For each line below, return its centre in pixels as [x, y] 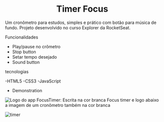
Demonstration [27, 90]
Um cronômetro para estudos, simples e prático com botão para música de [81, 22]
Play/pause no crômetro [36, 46]
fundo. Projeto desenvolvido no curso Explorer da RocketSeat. [68, 27]
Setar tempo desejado [35, 57]
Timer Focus [82, 9]
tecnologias [17, 71]
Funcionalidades [22, 37]
